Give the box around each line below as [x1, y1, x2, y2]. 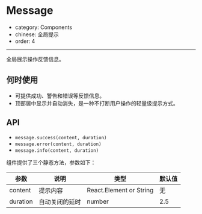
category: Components [14, 24, 73, 31]
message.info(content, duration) [14, 147, 99, 154]
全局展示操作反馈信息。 [6, 55, 64, 63]
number [87, 197, 109, 206]
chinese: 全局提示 [14, 31, 59, 38]
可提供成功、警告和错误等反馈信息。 [14, 92, 105, 99]
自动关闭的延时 [38, 197, 81, 206]
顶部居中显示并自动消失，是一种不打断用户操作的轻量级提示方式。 [14, 99, 179, 107]
